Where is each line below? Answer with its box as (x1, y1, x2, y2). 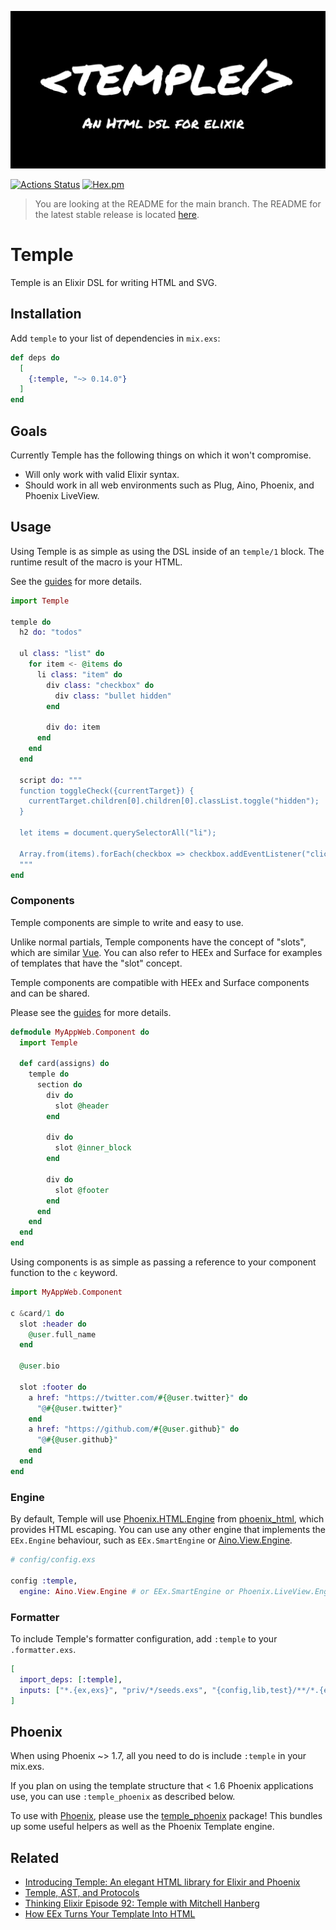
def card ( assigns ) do (19, 1059, 110, 1069)
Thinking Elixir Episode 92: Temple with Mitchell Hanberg (24, 1897, 260, 1910)
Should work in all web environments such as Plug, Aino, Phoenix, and (24, 479, 315, 491)
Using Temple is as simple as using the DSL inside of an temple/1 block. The (10, 545, 325, 557)
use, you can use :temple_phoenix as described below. (10, 1791, 236, 1803)
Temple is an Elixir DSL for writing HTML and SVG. (10, 276, 218, 288)
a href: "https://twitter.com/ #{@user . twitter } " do (28, 1392, 248, 1403)
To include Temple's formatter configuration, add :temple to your (10, 1632, 278, 1645)
